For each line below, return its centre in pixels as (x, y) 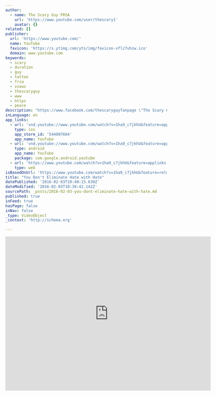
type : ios (25, 129)
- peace (18, 106)
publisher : (17, 34)
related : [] (18, 29)
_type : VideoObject (26, 215)
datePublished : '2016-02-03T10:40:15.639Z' (53, 182)
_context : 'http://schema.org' (39, 220)
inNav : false (19, 211)
